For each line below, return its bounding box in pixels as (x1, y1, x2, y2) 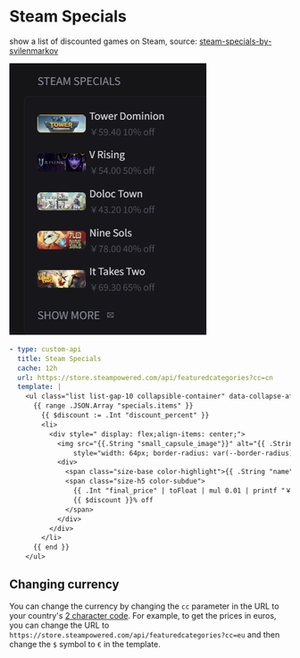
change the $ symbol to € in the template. (9, 638, 161, 649)
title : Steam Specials (17, 354, 102, 363)
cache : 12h (17, 364, 58, 373)
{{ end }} (32, 543, 70, 552)
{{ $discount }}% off (72, 495, 154, 504)
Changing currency (9, 577, 120, 592)
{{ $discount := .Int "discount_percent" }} (41, 411, 210, 420)
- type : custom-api (9, 344, 82, 354)
